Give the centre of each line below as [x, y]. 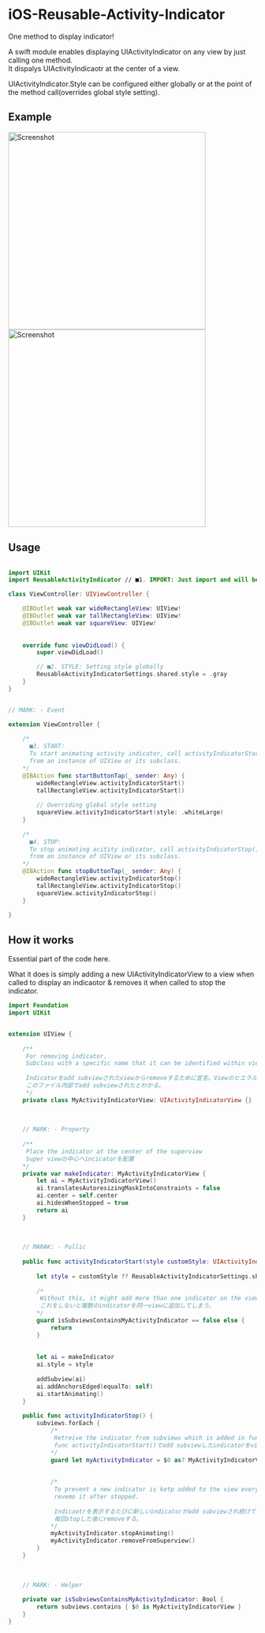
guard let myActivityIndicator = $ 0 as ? [118, 1460]
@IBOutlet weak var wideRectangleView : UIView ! [102, 609]
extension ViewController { [54, 724]
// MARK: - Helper [52, 1585]
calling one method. [41, 60]
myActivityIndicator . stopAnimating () [112, 1533]
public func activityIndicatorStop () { [88, 1416]
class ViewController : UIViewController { [79, 594]
